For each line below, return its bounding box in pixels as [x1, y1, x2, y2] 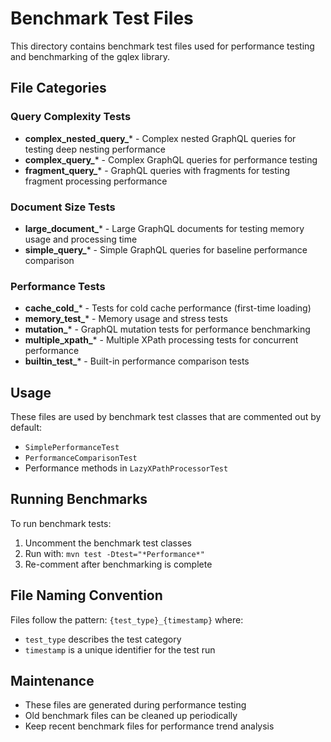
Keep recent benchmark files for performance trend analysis [24, 720, 275, 732]
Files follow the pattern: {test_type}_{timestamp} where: [10, 613, 244, 626]
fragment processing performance [24, 175, 168, 187]
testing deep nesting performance [24, 143, 166, 155]
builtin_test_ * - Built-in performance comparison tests [24, 355, 250, 367]
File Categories [10, 80, 107, 97]
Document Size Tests [10, 200, 116, 214]
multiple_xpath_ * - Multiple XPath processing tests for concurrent [24, 334, 299, 346]
